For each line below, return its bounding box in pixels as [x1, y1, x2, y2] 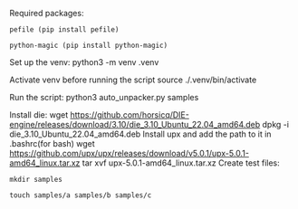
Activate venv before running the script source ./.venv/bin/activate [9, 74, 257, 85]
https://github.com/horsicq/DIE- [70, 109, 190, 120]
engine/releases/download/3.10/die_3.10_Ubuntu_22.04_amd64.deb [9, 119, 261, 129]
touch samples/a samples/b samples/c [9, 191, 152, 200]
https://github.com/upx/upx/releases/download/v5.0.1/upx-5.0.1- [9, 148, 249, 158]
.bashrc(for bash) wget [9, 138, 95, 148]
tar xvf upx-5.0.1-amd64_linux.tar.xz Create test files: [82, 157, 281, 168]
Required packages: [9, 8, 84, 18]
